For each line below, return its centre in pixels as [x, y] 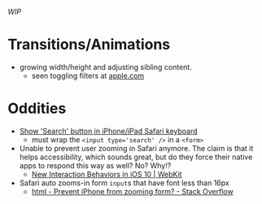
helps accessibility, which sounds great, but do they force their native [136, 157]
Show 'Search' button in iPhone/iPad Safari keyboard [108, 131]
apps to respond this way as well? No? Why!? [95, 165]
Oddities [37, 109]
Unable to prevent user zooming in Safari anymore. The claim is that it [136, 148]
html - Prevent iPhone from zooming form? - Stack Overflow [132, 191]
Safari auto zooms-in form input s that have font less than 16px [124, 183]
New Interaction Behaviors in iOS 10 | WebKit [107, 174]
